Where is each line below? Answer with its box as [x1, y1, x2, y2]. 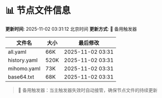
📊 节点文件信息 [5, 5, 71, 16]
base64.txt [8, 73, 34, 80]
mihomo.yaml [8, 65, 41, 72]
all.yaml [8, 48, 27, 55]
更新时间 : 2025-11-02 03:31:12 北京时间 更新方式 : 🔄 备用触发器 [5, 26, 137, 32]
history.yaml [8, 56, 38, 64]
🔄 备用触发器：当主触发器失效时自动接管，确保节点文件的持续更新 [17, 87, 158, 93]
